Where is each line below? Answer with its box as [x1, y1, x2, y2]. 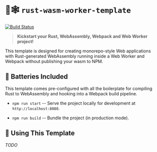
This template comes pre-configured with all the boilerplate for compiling [5, 86, 153, 91]
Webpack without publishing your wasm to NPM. [5, 58, 104, 64]
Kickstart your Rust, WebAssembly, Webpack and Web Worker [17, 33, 148, 39]
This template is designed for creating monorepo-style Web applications [5, 48, 151, 54]
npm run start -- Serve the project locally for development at [12, 100, 136, 106]
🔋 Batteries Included [5, 72, 68, 81]
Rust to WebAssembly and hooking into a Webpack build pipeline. [5, 90, 137, 96]
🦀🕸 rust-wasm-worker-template [5, 4, 131, 16]
